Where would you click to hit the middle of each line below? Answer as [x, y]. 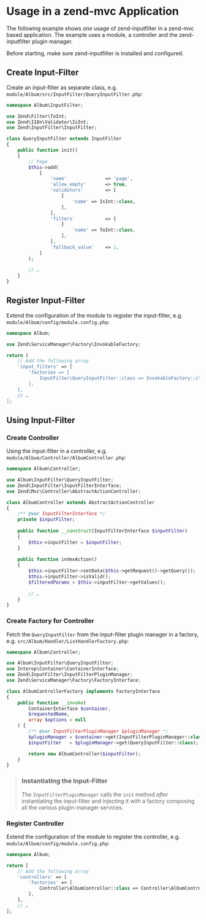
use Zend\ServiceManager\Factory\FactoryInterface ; [74, 680]
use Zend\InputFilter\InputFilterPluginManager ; [70, 675]
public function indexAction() [57, 559]
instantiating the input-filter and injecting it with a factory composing [108, 801]
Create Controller [33, 437]
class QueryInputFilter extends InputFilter [64, 139]
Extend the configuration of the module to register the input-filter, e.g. [94, 315]
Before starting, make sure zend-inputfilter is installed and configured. [95, 53]
